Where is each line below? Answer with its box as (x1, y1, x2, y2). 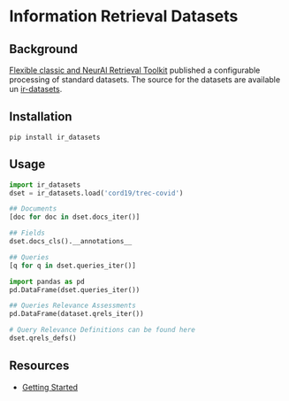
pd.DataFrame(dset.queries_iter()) (9, 285, 141, 294)
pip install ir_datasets (9, 133, 101, 142)
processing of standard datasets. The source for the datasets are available (9, 74, 281, 85)
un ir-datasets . (9, 84, 63, 94)
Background (9, 42, 78, 57)
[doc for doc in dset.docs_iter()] (9, 212, 141, 222)
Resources (9, 359, 70, 374)
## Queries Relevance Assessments (9, 301, 137, 311)
